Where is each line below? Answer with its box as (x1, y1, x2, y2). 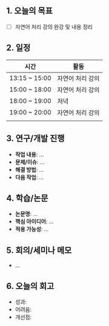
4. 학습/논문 (6, 193, 48, 203)
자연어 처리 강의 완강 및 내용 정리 (15, 23, 93, 30)
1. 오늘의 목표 (6, 5, 53, 16)
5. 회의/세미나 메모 (6, 245, 72, 255)
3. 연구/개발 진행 (6, 133, 65, 144)
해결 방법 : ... (15, 166, 44, 173)
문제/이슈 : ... (15, 158, 45, 166)
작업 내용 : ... (15, 151, 44, 158)
